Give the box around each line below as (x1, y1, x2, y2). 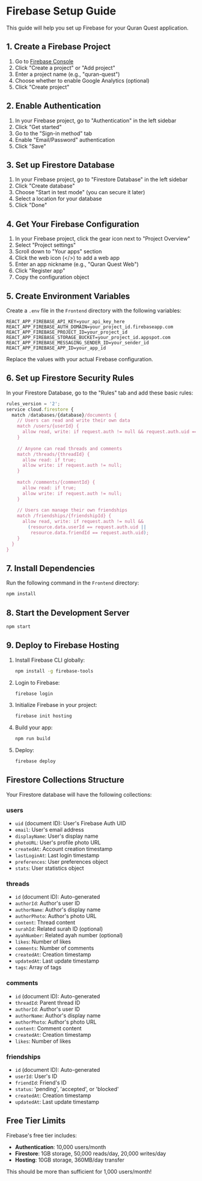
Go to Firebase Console (14, 57, 74, 65)
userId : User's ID (14, 1072, 58, 1080)
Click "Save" (14, 142, 46, 150)
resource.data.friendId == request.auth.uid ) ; (30, 530, 149, 536)
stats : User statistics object (14, 864, 84, 872)
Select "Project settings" (14, 241, 76, 249)
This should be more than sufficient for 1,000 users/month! (6, 1168, 152, 1175)
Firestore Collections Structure (6, 775, 124, 785)
